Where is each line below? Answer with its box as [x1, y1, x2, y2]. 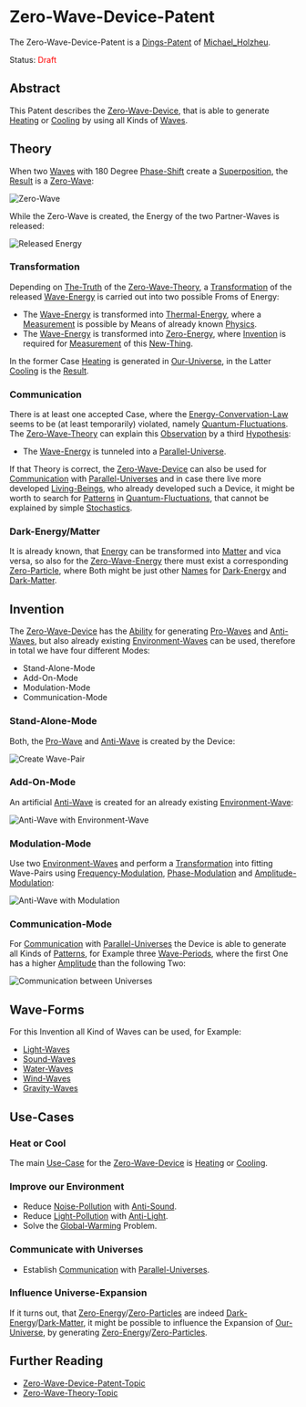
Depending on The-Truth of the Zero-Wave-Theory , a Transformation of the [9, 281, 292, 292]
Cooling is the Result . [9, 365, 89, 376]
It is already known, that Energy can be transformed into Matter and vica [9, 546, 281, 557]
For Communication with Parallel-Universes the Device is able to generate [9, 939, 287, 950]
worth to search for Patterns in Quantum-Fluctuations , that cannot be [9, 493, 270, 504]
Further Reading [9, 1353, 104, 1369]
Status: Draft [9, 54, 57, 65]
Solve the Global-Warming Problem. [22, 1221, 158, 1232]
